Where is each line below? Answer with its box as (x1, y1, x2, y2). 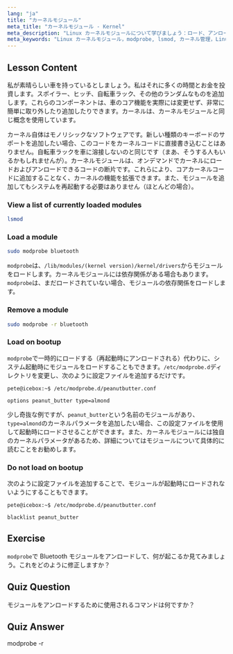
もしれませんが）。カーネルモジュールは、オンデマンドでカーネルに (19, 156, 210, 164)
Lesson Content (7, 62, 78, 74)
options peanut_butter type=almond (7, 397, 110, 404)
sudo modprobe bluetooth (7, 248, 79, 255)
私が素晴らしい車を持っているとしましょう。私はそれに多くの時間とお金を (7, 80, 220, 89)
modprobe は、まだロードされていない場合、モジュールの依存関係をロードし (7, 279, 220, 287)
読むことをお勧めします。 (7, 445, 80, 453)
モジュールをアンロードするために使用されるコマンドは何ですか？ (7, 601, 196, 609)
